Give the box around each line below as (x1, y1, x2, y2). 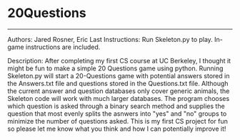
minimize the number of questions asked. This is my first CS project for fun (7, 117, 229, 125)
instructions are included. (25, 43, 101, 51)
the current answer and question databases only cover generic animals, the (7, 87, 230, 95)
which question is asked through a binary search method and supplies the (7, 102, 225, 110)
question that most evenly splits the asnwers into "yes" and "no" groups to (7, 109, 227, 118)
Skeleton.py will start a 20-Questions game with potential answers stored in (7, 71, 230, 80)
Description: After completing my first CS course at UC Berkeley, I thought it (7, 56, 231, 65)
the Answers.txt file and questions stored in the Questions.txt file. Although (7, 79, 229, 87)
